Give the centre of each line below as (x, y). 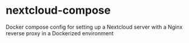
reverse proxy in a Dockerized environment (60, 33)
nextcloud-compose (58, 10)
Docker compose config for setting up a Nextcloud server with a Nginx (94, 27)
